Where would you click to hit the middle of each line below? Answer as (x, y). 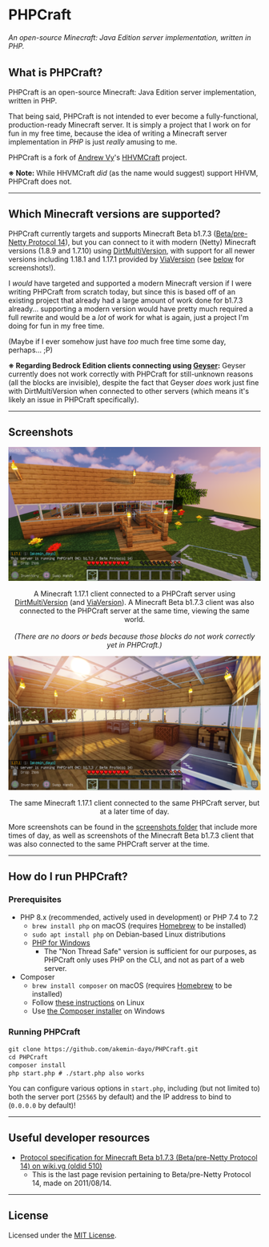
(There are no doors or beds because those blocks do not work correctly (134, 636)
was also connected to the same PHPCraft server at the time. (109, 843)
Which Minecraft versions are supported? (115, 214)
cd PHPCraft (28, 1057)
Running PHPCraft (44, 1031)
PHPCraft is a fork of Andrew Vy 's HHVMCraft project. (98, 157)
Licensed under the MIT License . (62, 1235)
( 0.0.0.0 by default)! (42, 1105)
